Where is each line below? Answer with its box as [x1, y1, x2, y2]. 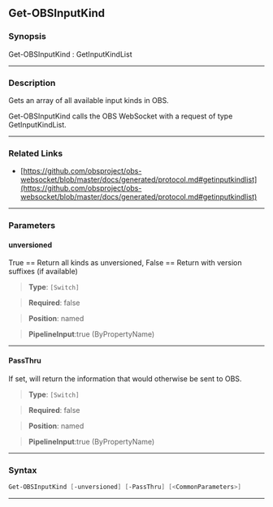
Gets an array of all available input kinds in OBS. [8, 95, 169, 105]
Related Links [8, 148, 63, 159]
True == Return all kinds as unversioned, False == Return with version [8, 258, 242, 268]
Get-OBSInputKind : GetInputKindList [8, 49, 132, 59]
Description [8, 77, 56, 88]
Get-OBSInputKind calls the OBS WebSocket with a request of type [8, 111, 233, 121]
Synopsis [8, 31, 46, 42]
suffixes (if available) [8, 267, 79, 277]
